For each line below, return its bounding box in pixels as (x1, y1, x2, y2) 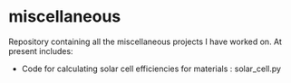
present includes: (8, 45, 73, 56)
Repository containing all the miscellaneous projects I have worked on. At (8, 36, 283, 47)
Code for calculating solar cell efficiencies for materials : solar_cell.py (21, 63, 282, 74)
